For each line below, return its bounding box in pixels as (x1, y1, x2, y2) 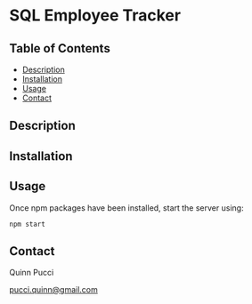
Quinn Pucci (9, 268, 54, 278)
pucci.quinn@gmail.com (9, 284, 98, 295)
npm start (9, 220, 46, 228)
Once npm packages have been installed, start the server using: (9, 202, 244, 213)
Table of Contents (9, 41, 111, 56)
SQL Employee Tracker (9, 5, 181, 26)
